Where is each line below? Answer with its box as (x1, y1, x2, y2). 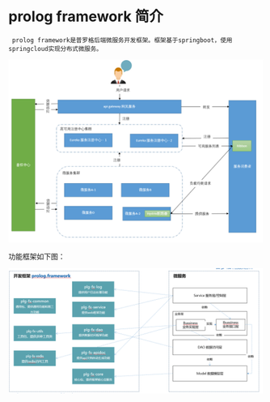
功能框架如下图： (8, 252, 65, 262)
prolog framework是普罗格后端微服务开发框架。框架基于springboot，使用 (11, 36, 233, 45)
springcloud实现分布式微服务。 (8, 45, 103, 53)
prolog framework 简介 (8, 7, 164, 26)
